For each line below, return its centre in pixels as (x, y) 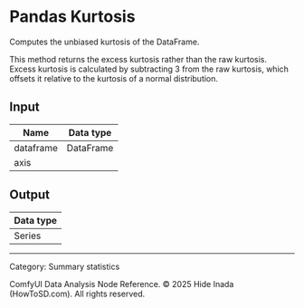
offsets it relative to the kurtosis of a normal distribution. (114, 78)
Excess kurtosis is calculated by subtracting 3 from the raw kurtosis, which (149, 69)
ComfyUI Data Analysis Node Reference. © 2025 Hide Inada (122, 284)
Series (28, 236)
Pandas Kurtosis (72, 17)
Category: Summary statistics (65, 266)
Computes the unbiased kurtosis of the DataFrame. (104, 42)
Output (29, 195)
